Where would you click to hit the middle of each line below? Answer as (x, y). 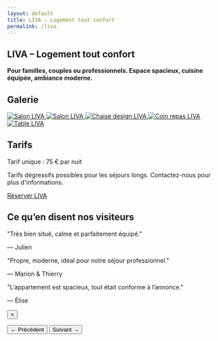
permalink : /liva (32, 26)
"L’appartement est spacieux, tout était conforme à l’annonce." (95, 287)
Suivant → (66, 330)
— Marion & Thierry (35, 274)
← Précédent (27, 330)
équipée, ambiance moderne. (50, 78)
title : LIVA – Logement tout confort (61, 20)
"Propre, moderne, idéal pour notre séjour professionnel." (88, 260)
